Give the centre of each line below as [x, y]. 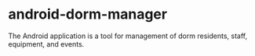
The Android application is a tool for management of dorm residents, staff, [128, 36]
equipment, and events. [46, 44]
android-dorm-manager [87, 14]
